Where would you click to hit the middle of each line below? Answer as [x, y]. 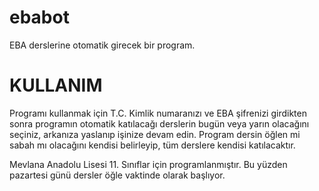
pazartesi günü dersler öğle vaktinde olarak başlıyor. [117, 175]
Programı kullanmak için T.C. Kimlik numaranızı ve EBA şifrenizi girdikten [158, 113]
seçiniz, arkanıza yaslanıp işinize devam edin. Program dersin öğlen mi [155, 134]
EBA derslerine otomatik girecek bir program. [102, 45]
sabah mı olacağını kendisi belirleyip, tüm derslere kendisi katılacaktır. [152, 145]
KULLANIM [56, 85]
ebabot [39, 17]
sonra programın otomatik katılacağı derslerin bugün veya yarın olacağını [159, 123]
